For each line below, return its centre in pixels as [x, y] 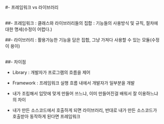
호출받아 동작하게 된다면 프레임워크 [46, 116]
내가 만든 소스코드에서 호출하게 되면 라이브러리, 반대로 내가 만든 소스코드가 [85, 110]
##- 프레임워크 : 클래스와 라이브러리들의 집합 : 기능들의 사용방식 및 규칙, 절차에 [82, 23]
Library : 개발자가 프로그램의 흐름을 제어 [51, 72]
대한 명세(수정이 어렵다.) [29, 29]
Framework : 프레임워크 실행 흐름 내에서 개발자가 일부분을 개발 [74, 83]
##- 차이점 [16, 62]
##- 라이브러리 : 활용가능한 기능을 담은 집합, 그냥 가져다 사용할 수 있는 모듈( [78, 40]
